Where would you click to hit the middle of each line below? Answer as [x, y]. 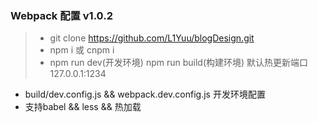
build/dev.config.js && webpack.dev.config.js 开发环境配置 [145, 94]
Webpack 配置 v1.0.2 [61, 15]
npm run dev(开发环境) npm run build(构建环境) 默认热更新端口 [179, 63]
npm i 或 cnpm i [82, 50]
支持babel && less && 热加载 [83, 107]
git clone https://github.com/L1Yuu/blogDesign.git [152, 38]
